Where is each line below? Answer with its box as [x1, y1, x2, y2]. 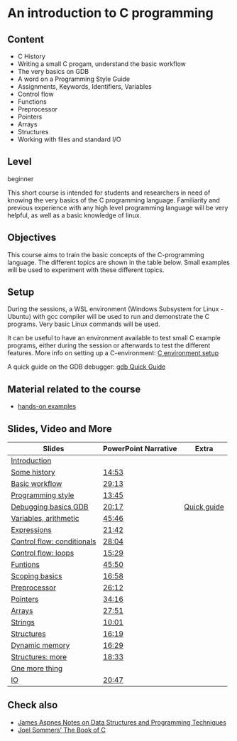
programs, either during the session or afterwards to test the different [7, 341, 211, 350]
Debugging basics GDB [11, 502, 89, 512]
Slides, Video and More [7, 423, 112, 435]
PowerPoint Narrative [102, 444, 177, 454]
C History [17, 52, 46, 60]
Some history [11, 467, 55, 477]
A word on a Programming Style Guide [17, 75, 130, 83]
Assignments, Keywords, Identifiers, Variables [17, 82, 153, 90]
